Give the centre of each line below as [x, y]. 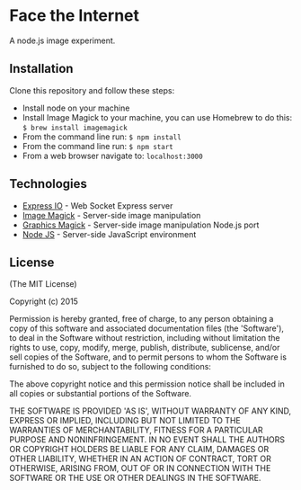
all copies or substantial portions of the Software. [100, 394]
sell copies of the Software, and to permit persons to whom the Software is [148, 357]
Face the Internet [74, 16]
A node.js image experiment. [62, 40]
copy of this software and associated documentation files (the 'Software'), [147, 328]
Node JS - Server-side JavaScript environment [109, 234]
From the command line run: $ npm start [97, 146]
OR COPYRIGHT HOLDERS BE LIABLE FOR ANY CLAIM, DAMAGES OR [139, 450]
